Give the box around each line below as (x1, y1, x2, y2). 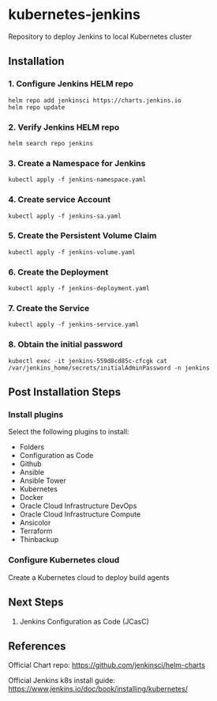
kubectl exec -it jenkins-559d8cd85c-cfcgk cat (8, 357, 168, 365)
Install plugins (8, 409, 64, 420)
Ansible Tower (19, 476, 67, 486)
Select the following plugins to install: (8, 427, 129, 437)
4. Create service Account (8, 194, 111, 205)
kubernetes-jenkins (8, 6, 140, 24)
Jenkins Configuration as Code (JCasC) (19, 616, 150, 626)
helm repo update (8, 103, 65, 112)
